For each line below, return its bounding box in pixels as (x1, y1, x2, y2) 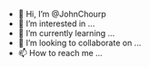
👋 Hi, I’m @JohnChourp (17, 9, 106, 19)
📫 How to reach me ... (17, 48, 103, 58)
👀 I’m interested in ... (17, 18, 95, 29)
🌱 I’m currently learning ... (17, 28, 115, 38)
